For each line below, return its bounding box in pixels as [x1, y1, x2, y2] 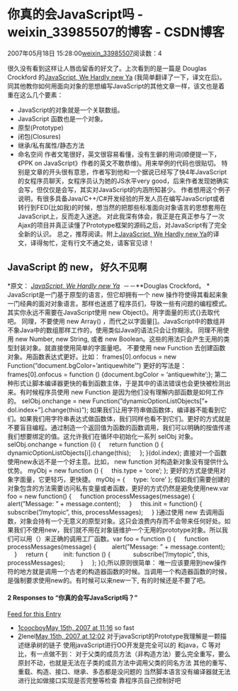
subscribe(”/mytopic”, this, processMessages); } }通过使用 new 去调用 [7, 507, 218, 516]
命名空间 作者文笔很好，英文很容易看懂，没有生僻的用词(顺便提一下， [17, 150, 221, 158]
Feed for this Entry [7, 609, 62, 618]
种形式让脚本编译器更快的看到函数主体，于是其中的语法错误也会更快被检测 [7, 378, 225, 387]
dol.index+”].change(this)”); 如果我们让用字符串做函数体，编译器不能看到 [7, 405, 221, 414]
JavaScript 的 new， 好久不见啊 [7, 262, 147, 274]
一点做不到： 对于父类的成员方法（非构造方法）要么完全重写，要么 [36, 649, 231, 658]
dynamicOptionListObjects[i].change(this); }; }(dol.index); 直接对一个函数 [7, 448, 227, 457]
